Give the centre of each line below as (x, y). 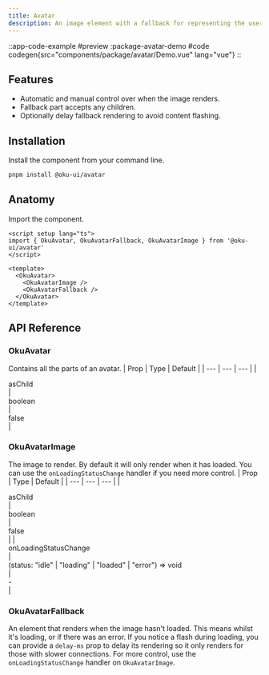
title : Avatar (32, 16)
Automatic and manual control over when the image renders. (120, 99)
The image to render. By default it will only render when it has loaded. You (130, 464)
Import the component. (46, 219)
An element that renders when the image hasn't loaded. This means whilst (131, 629)
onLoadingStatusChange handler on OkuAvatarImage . (92, 663)
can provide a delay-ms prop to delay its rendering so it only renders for (126, 645)
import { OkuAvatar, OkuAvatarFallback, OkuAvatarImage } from (116, 241)
